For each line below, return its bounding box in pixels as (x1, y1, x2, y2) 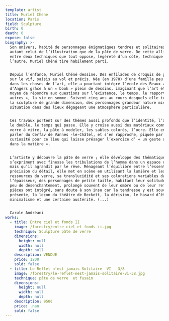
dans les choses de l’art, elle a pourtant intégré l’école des (10, 81, 147, 87)
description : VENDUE (14, 252, 57, 257)
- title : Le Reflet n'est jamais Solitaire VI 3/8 (10, 266, 125, 271)
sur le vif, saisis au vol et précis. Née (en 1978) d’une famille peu (10, 77, 163, 82)
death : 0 (5, 31, 24, 36)
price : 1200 (14, 257, 39, 262)
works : (5, 215, 19, 220)
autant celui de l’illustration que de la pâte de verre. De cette (10, 49, 154, 54)
